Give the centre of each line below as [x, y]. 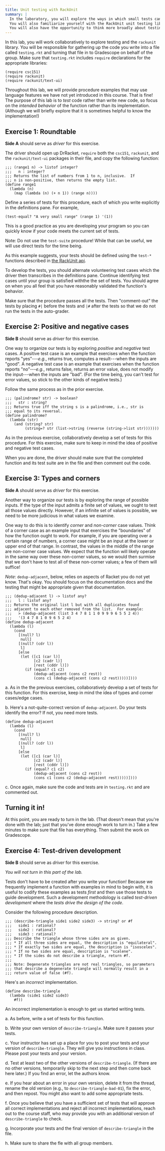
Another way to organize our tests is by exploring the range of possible [77, 500]
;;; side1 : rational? [30, 926]
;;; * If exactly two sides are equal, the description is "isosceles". [81, 947]
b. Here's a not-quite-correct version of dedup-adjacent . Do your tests [76, 707]
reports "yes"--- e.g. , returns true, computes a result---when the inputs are [81, 359]
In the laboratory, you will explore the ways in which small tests [81, 19]
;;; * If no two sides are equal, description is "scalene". [69, 952]
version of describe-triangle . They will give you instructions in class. [75, 1048]
